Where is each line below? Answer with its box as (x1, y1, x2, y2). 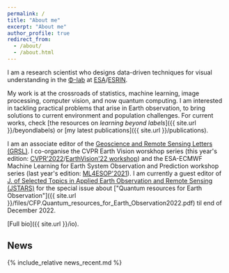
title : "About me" (7, 17, 61, 24)
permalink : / (7, 10, 45, 17)
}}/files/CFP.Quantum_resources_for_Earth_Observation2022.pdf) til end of (7, 198, 223, 207)
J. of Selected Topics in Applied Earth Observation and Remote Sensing (7, 176, 213, 185)
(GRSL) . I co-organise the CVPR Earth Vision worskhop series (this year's (7, 147, 218, 155)
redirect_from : (7, 36, 52, 43)
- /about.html (13, 49, 54, 56)
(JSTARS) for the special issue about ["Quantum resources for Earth (7, 184, 203, 192)
